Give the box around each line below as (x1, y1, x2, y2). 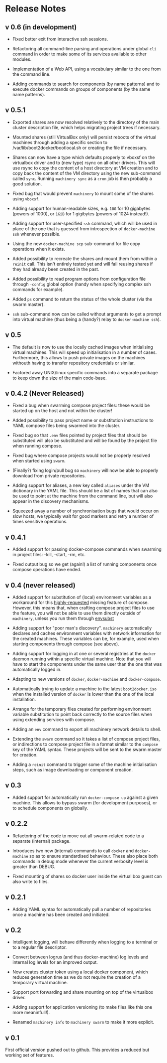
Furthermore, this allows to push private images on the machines (12, 354, 146, 360)
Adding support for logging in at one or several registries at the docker (12, 651, 157, 657)
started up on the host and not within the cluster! (12, 408, 113, 414)
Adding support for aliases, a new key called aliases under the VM (12, 482, 150, 488)
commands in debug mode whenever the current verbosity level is (12, 858, 149, 864)
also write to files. (12, 878, 49, 885)
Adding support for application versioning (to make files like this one (12, 1004, 153, 1010)
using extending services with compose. (12, 717, 95, 723)
